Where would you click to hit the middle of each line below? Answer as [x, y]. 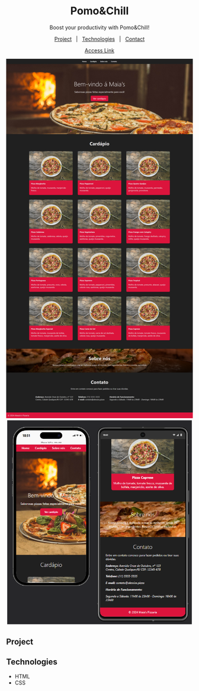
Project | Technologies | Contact [99, 39]
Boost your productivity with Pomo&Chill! [99, 27]
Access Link [99, 50]
